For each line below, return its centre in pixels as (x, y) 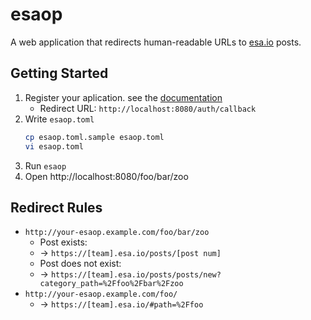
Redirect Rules (56, 207)
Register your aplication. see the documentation (123, 97)
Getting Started (59, 73)
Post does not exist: (80, 264)
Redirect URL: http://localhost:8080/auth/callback (148, 108)
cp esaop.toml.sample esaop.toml (94, 137)
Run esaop (45, 165)
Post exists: (63, 242)
